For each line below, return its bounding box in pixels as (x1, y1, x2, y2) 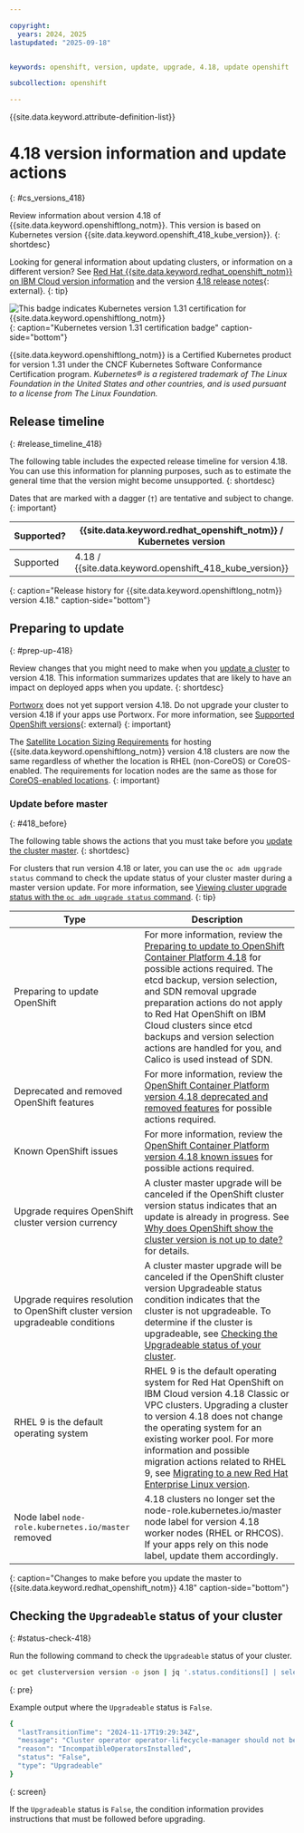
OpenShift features (14, 1096, 95, 1109)
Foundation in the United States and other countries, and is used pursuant (9, 378, 287, 390)
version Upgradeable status (144, 1282, 262, 1295)
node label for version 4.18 (144, 1515, 260, 1527)
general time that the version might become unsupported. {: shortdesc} (9, 475, 276, 486)
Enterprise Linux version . (144, 1478, 251, 1490)
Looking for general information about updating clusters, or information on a (9, 257, 293, 267)
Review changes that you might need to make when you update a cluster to (9, 663, 290, 674)
